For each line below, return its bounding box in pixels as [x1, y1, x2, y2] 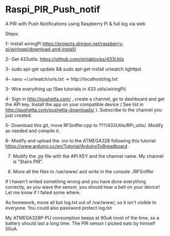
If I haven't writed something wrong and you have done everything [5, 178, 146, 185]
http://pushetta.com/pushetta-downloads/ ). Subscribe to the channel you [5, 106, 162, 113]
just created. [5, 112, 32, 118]
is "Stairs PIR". [12, 158, 44, 165]
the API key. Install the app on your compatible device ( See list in [5, 101, 144, 107]
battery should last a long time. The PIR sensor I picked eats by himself [5, 220, 156, 226]
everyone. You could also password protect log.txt [5, 205, 112, 211]
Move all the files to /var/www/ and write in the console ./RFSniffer [12, 168, 154, 174]
